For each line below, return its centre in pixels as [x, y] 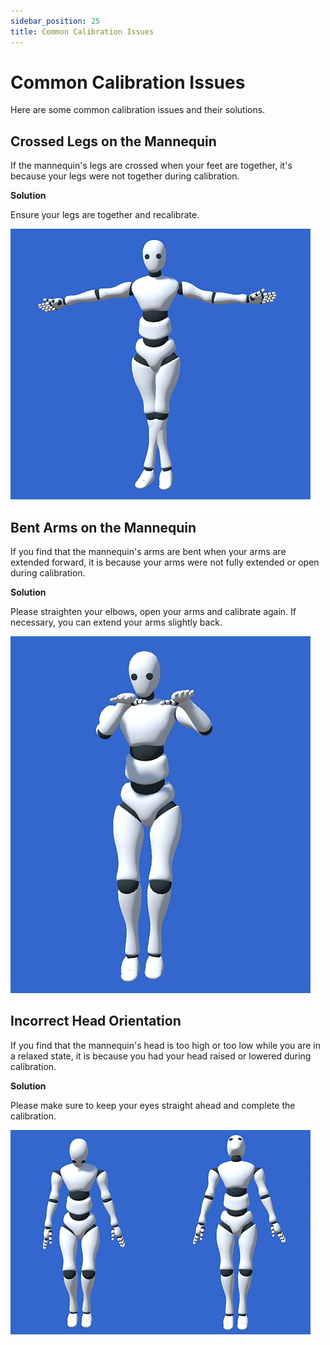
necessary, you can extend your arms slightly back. [116, 622]
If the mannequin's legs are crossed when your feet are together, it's [151, 166]
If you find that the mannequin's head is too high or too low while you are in [165, 1045]
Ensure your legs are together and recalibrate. [105, 215]
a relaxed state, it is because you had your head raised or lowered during [161, 1056]
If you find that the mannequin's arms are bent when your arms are [148, 552]
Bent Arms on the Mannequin [103, 527]
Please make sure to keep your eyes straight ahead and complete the [153, 1105]
